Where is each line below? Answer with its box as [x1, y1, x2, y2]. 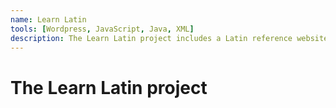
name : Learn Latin [10, 14, 87, 25]
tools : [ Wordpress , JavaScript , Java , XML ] [10, 24, 195, 34]
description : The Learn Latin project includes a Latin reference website [10, 33, 329, 43]
